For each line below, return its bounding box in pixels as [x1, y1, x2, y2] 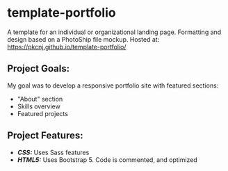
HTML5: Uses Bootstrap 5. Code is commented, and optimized [17, 155, 198, 164]
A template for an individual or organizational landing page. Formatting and [7, 28, 222, 36]
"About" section [17, 95, 63, 103]
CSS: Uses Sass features [17, 148, 90, 156]
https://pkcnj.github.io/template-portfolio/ [7, 42, 127, 51]
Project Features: [7, 130, 83, 142]
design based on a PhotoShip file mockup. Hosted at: [7, 35, 160, 43]
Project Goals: [7, 63, 70, 74]
